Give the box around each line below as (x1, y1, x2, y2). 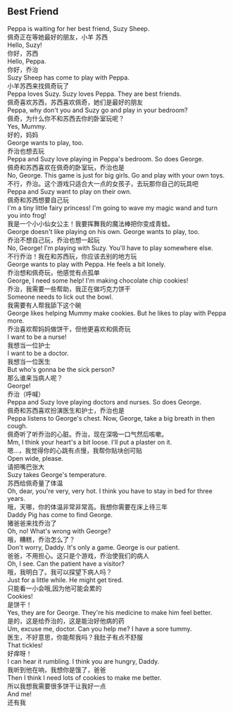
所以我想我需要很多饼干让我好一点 (7, 681, 106, 690)
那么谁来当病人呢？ (7, 373, 63, 382)
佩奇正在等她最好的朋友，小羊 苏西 (7, 32, 108, 41)
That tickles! (7, 640, 44, 649)
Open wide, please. (7, 454, 63, 462)
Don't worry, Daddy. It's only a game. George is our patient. (7, 542, 180, 552)
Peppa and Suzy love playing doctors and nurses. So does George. (7, 397, 202, 406)
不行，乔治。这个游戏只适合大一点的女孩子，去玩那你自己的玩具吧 (7, 179, 199, 187)
